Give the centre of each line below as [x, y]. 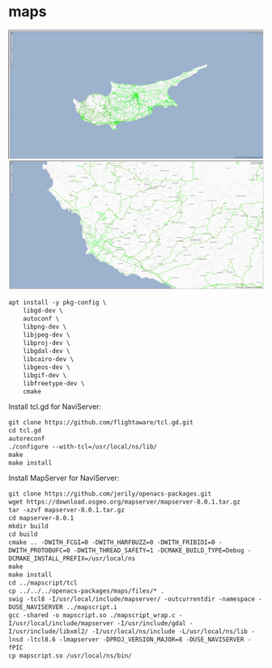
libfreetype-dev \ [54, 384]
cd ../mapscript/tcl [43, 583]
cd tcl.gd [25, 431]
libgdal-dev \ [47, 351]
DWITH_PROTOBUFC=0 [39, 551]
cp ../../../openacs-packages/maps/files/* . [86, 591]
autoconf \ [41, 319]
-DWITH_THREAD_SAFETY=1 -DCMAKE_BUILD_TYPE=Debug [159, 551]
